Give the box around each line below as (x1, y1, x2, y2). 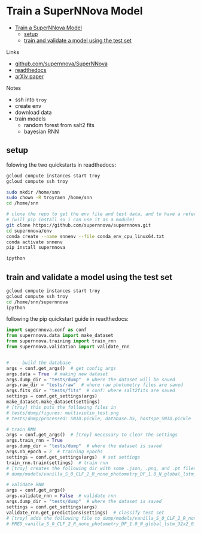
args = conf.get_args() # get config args (6, 365, 117, 371)
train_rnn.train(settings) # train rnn (6, 460, 109, 466)
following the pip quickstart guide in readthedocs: (6, 315, 129, 323)
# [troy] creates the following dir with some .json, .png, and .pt (6, 465, 181, 471)
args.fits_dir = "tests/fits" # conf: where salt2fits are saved (6, 388, 175, 394)
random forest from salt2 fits (23, 121, 95, 128)
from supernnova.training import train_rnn (6, 338, 117, 344)
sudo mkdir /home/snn (6, 189, 60, 195)
